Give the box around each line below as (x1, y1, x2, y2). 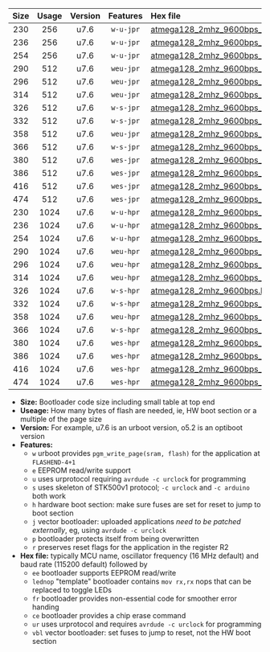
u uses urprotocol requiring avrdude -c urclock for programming (31, 474, 247, 483)
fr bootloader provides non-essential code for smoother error (31, 594, 237, 603)
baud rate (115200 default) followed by (19, 560, 148, 569)
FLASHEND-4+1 (31, 458, 76, 466)
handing (31, 602, 59, 612)
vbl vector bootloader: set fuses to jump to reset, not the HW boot (31, 628, 252, 638)
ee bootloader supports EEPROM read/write (31, 568, 177, 577)
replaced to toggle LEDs (31, 585, 112, 594)
